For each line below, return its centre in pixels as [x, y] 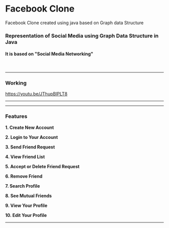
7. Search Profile [23, 186]
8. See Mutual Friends [28, 196]
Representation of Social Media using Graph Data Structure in [82, 36]
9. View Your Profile [26, 205]
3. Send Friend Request [30, 147]
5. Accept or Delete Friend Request [42, 166]
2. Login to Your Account [32, 137]
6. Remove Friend [24, 176]
